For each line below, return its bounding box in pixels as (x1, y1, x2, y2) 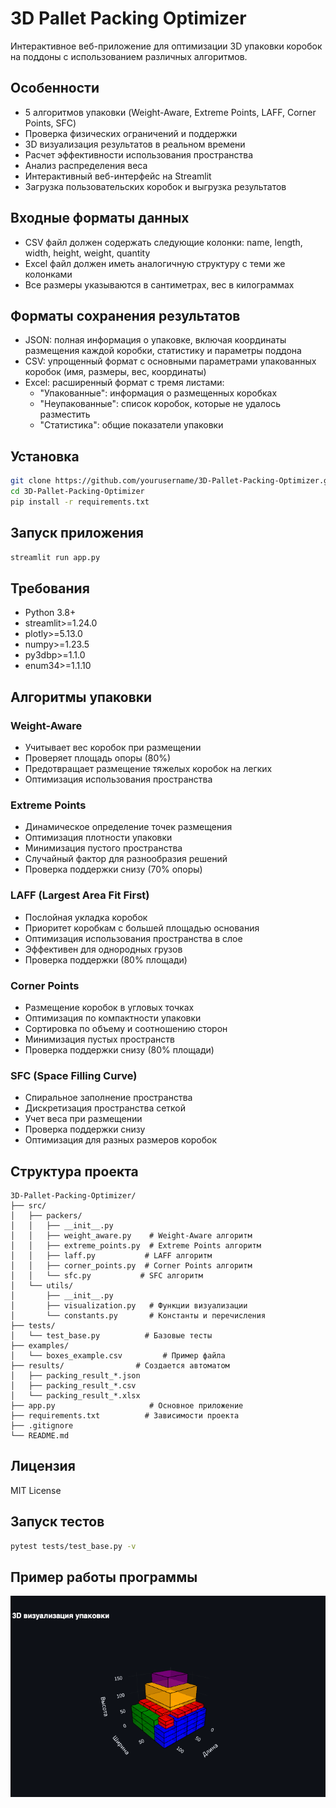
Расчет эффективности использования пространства (24, 148, 253, 161)
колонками (24, 268, 73, 280)
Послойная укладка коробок (24, 911, 148, 923)
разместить (39, 408, 91, 421)
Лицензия (10, 1458, 76, 1475)
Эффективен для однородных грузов (24, 943, 183, 955)
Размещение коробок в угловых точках (24, 1001, 195, 1013)
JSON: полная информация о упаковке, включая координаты (24, 334, 287, 346)
